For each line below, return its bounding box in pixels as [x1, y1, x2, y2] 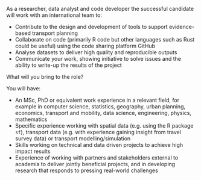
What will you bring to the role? [6, 73, 84, 80]
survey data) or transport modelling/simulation [14, 135, 131, 142]
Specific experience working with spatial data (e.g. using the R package [14, 122, 194, 129]
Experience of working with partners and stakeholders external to [14, 154, 179, 161]
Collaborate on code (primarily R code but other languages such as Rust [14, 36, 195, 43]
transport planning [32, 29, 78, 37]
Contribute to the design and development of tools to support [14, 23, 168, 30]
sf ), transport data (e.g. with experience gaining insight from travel [14, 129, 181, 135]
